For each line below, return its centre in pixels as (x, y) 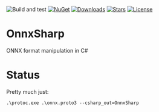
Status (23, 75)
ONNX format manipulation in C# (47, 50)
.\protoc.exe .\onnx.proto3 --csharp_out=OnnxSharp (73, 103)
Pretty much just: (28, 91)
